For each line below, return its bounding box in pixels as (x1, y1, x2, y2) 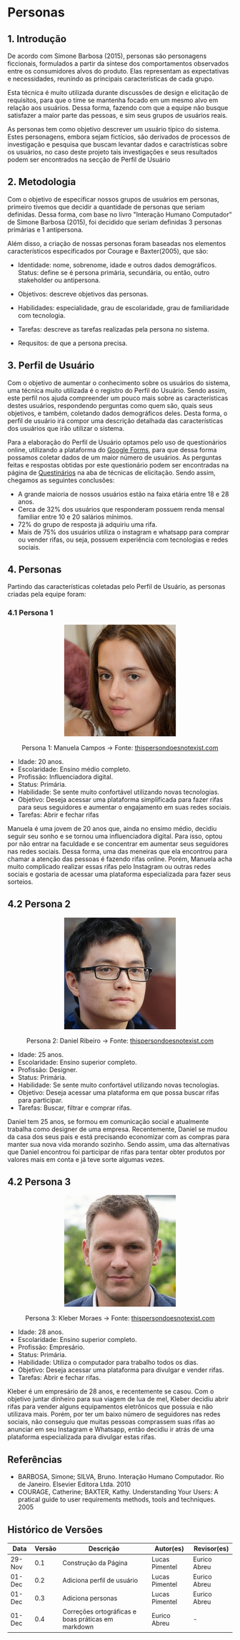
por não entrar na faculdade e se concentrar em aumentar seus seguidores (7, 839, 229, 848)
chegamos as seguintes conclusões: (7, 476, 115, 484)
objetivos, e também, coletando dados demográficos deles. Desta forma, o (7, 409, 228, 417)
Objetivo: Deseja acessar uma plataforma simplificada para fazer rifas (17, 795, 224, 804)
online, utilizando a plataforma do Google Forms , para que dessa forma (7, 445, 217, 454)
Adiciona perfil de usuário (62, 1576, 138, 1585)
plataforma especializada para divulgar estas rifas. (7, 1433, 156, 1441)
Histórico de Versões (7, 1524, 104, 1536)
